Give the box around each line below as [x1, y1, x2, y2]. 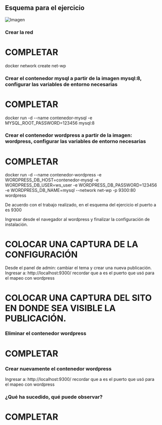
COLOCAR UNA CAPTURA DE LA [5, 238, 138, 250]
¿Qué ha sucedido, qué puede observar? [5, 394, 103, 400]
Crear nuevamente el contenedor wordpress [5, 365, 112, 372]
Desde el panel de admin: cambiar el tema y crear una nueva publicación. [5, 265, 152, 271]
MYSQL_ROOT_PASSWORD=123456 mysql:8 [5, 120, 95, 126]
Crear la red [5, 29, 33, 35]
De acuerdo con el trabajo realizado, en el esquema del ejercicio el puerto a [5, 202, 157, 208]
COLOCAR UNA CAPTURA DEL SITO [5, 292, 152, 303]
